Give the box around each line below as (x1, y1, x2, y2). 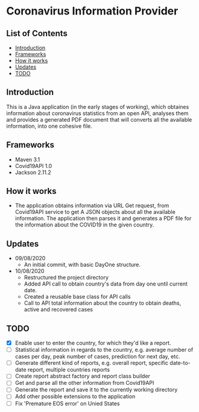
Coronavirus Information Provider (6, 4, 178, 18)
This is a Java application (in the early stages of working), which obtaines (6, 103, 189, 110)
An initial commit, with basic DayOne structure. (24, 261, 141, 269)
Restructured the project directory (24, 274, 109, 281)
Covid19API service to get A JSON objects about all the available (14, 208, 176, 216)
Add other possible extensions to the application (14, 393, 136, 400)
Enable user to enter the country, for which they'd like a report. (14, 339, 171, 347)
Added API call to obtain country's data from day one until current (24, 280, 188, 287)
